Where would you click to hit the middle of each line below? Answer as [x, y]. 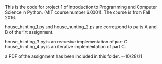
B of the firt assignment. [29, 32]
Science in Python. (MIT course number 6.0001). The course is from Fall [78, 12]
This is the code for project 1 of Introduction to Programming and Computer [81, 7]
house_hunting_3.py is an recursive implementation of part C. [67, 42]
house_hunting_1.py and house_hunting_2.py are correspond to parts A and [81, 27]
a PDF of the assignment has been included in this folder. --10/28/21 [74, 56]
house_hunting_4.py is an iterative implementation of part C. [66, 47]
